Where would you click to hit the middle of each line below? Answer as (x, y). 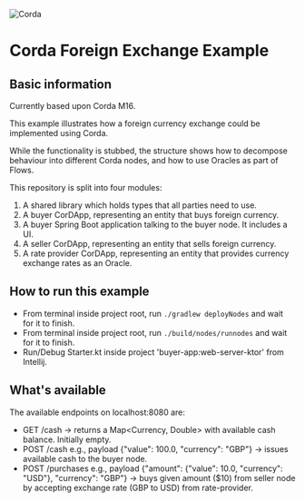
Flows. (22, 170)
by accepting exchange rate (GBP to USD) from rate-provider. (138, 487)
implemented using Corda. (59, 133)
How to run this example (79, 292)
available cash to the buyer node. (85, 458)
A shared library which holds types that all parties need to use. (139, 205)
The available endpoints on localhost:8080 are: (98, 412)
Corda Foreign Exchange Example (139, 51)
